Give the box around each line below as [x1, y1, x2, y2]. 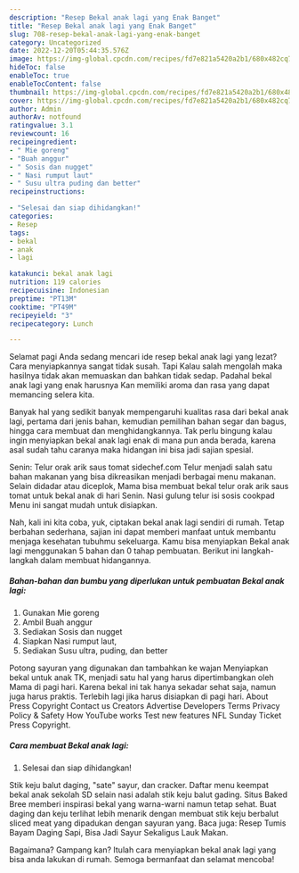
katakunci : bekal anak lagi [9, 270, 114, 279]
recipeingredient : [9, 137, 77, 146]
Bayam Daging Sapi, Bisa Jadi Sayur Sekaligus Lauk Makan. [9, 827, 229, 838]
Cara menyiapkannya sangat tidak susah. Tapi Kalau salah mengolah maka [9, 361, 283, 371]
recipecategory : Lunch [9, 319, 93, 328]
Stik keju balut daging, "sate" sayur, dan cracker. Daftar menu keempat [9, 780, 269, 791]
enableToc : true [9, 71, 69, 80]
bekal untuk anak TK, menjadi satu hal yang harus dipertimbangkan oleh [9, 672, 274, 683]
